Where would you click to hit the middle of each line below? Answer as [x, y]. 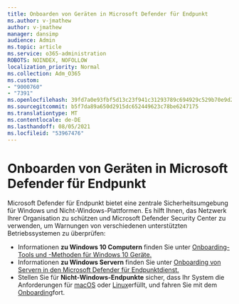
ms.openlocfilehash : [38, 100]
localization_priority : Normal [54, 67]
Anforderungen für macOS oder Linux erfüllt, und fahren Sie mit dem [117, 285]
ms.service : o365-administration [57, 54]
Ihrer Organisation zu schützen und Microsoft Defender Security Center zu [117, 219]
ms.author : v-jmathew [39, 21]
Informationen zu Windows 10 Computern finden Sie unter [104, 247]
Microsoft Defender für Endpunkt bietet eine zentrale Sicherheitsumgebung [118, 203]
